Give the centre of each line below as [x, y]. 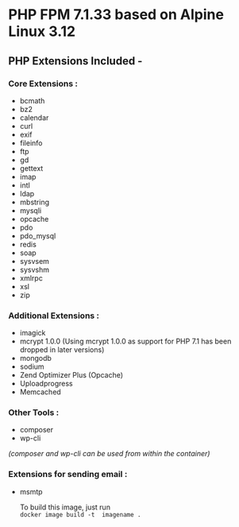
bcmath [32, 100]
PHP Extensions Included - [75, 61]
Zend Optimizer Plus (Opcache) [71, 375]
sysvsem [35, 261]
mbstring [35, 202]
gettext [31, 168]
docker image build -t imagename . [80, 514]
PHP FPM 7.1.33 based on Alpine [116, 15]
